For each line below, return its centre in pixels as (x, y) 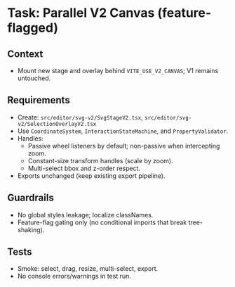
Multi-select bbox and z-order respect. (84, 168)
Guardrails (31, 198)
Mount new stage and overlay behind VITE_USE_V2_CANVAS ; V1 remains (118, 71)
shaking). (31, 229)
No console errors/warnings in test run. (74, 276)
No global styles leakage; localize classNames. (85, 215)
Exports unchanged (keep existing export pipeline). (92, 176)
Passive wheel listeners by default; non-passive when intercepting (124, 146)
